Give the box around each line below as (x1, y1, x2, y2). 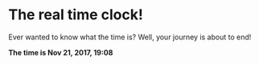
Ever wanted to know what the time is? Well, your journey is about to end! (8, 32, 252, 42)
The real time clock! (8, 6, 143, 24)
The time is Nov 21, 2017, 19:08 (8, 47, 113, 57)
